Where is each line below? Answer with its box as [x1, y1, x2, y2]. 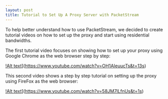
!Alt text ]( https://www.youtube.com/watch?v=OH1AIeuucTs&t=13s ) [5, 63, 146, 69]
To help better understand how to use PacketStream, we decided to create [5, 26, 163, 32]
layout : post [5, 7, 33, 13]
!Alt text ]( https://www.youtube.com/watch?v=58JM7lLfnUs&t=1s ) [5, 88, 144, 94]
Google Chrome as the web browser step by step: [5, 52, 110, 59]
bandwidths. [5, 37, 32, 44]
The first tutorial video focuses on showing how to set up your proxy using [5, 47, 163, 53]
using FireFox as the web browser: [5, 78, 79, 84]
